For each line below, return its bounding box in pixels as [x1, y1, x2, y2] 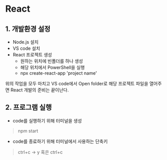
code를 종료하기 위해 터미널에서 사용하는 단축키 [12, 138, 108, 144]
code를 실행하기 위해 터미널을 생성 [12, 117, 82, 123]
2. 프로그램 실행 [5, 103, 52, 112]
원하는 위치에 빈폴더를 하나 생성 [20, 58, 83, 64]
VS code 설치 [12, 45, 41, 51]
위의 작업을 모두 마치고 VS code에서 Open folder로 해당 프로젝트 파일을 [5, 81, 149, 86]
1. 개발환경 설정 [5, 24, 51, 33]
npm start [17, 127, 38, 134]
